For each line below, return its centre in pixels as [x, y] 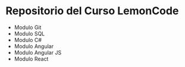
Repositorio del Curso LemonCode [92, 11]
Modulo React [31, 59]
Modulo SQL [29, 33]
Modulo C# [28, 40]
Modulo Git [28, 27]
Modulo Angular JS [38, 52]
